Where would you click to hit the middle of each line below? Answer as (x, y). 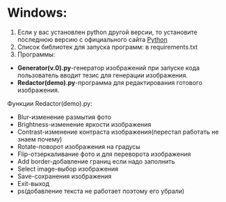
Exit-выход (33, 183)
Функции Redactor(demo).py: (50, 103)
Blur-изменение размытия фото (64, 117)
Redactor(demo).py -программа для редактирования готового (110, 82)
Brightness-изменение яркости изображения (84, 124)
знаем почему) (40, 139)
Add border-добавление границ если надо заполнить (96, 161)
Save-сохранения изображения (64, 176)
